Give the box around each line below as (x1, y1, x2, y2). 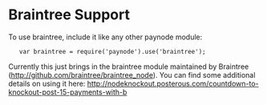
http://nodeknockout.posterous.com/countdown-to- (87, 79, 259, 88)
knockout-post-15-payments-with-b (8, 87, 127, 97)
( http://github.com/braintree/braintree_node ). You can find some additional (8, 70, 256, 79)
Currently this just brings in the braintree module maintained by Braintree (8, 62, 249, 71)
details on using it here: (8, 79, 86, 88)
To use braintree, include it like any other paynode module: (8, 32, 203, 42)
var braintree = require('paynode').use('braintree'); (18, 47, 206, 55)
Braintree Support (8, 6, 131, 24)
